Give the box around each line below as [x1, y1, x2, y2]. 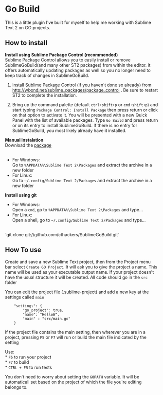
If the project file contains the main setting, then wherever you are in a [5, 329, 146, 335]
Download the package [5, 142, 52, 148]
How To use [5, 246, 41, 254]
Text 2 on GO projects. [5, 24, 50, 30]
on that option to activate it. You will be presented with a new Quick [12, 112, 147, 118]
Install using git [5, 192, 37, 198]
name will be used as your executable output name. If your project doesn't [5, 269, 154, 275]
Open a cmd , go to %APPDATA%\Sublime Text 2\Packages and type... [12, 207, 143, 212]
